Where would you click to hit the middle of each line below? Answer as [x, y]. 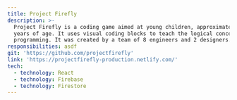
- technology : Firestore [50, 86]
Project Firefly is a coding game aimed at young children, [104, 27]
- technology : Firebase [48, 79]
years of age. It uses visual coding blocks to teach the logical [113, 33]
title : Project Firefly [42, 14]
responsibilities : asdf [42, 46]
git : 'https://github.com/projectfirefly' [71, 54]
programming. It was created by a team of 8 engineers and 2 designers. [123, 40]
